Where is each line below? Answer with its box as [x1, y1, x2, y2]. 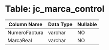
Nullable [77, 21, 97, 28]
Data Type [48, 21, 73, 28]
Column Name [8, 21, 43, 28]
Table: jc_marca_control [5, 3, 105, 15]
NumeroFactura [7, 29, 44, 36]
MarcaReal [7, 37, 32, 44]
